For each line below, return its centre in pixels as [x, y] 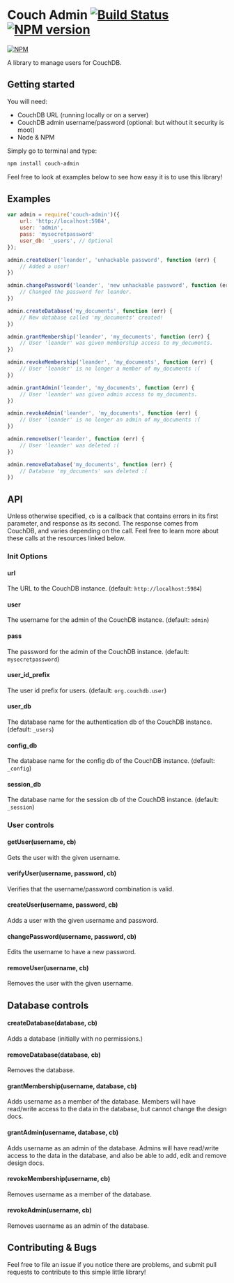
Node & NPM [36, 137]
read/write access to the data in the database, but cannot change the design [117, 1109]
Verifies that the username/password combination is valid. [91, 889]
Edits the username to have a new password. [72, 952]
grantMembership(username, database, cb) [72, 1086]
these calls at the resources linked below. [67, 538]
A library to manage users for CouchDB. [64, 62]
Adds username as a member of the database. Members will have [102, 1102]
